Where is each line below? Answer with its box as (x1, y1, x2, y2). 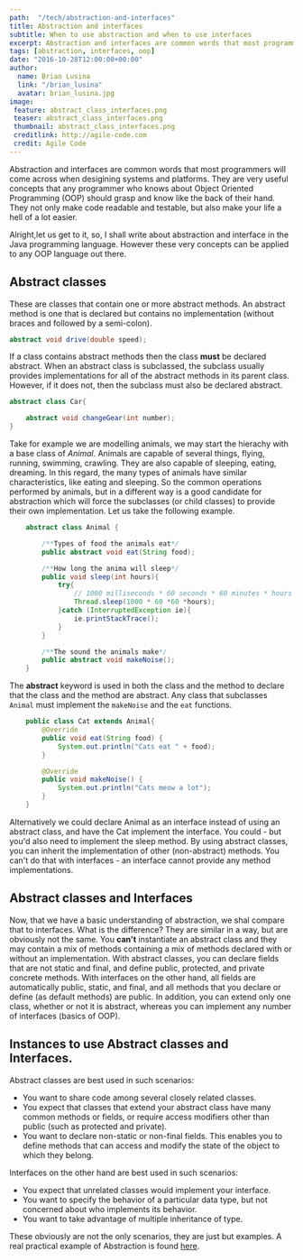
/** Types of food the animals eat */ (41, 538, 179, 548)
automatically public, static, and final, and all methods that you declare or (9, 981, 281, 992)
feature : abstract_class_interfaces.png (13, 106, 168, 115)
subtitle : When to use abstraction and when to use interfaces (9, 30, 252, 39)
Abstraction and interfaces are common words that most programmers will (9, 163, 287, 174)
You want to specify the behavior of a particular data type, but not (22, 1194, 268, 1205)
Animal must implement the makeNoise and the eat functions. (9, 700, 233, 711)
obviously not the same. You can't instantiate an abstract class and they (9, 934, 278, 944)
